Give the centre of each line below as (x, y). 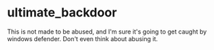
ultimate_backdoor (62, 13)
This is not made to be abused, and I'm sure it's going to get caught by (107, 32)
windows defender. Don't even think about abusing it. (83, 38)
